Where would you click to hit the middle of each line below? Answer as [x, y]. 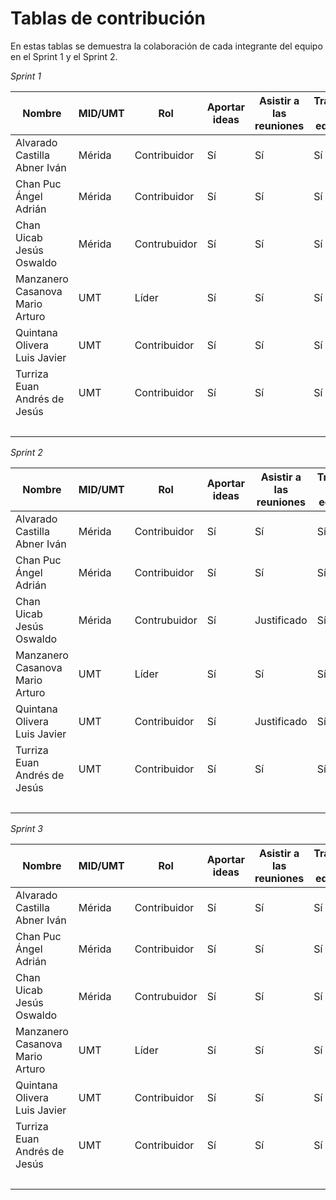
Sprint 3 [26, 828]
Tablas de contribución [108, 18]
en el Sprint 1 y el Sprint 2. [64, 56]
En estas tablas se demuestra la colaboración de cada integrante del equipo [166, 46]
